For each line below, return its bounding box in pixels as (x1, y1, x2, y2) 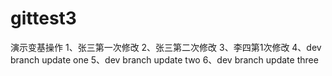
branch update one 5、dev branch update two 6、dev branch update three (10, 53, 319, 66)
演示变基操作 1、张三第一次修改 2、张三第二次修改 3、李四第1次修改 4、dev (10, 41, 322, 53)
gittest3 (10, 7, 77, 30)
